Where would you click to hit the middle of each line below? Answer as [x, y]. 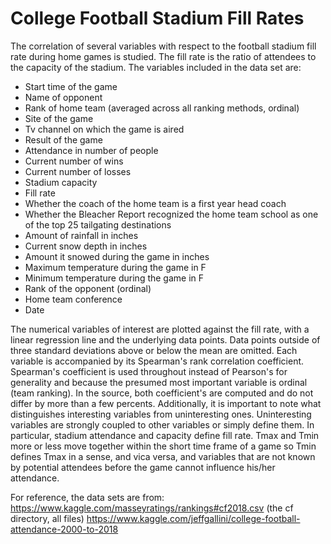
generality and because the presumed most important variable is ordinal [159, 382]
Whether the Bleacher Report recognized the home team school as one [171, 214]
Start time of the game [71, 86]
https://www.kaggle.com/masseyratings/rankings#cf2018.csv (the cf [152, 508]
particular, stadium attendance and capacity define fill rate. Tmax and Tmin [165, 435]
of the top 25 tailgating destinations [98, 224]
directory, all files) [47, 518]
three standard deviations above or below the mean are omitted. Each [154, 350]
